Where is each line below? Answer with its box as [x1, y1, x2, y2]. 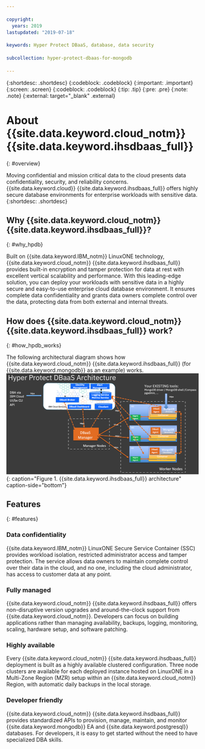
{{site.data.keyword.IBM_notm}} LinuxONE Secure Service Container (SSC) [6, 544, 195, 552]
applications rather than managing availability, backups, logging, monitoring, [6, 619, 198, 626]
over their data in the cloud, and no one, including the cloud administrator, [6, 564, 192, 571]
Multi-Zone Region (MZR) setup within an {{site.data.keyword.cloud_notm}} [6, 674, 196, 682]
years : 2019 [12, 23, 43, 29]
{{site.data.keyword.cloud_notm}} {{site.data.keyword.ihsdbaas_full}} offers [6, 599, 197, 607]
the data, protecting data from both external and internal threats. [6, 298, 168, 306]
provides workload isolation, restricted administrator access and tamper [6, 551, 187, 558]
